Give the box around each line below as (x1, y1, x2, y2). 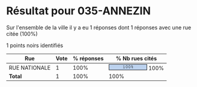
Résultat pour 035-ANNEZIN (6, 4, 151, 18)
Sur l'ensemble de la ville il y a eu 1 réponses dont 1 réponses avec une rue (6, 24, 192, 31)
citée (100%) (6, 30, 38, 37)
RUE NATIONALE (8, 64, 51, 71)
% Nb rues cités (115, 55, 157, 62)
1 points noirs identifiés (6, 42, 64, 49)
